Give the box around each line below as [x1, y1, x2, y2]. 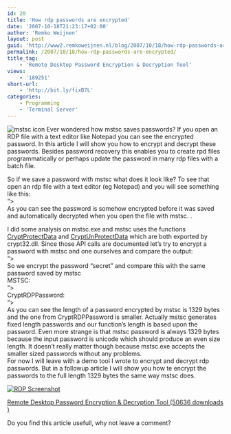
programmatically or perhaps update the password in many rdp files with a [7, 154, 219, 163]
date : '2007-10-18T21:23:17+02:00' [7, 23, 109, 30]
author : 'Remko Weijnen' [7, 29, 78, 37]
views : [7, 68, 26, 74]
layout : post [7, 36, 45, 43]
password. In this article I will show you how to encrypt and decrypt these [7, 139, 217, 148]
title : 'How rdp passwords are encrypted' [7, 17, 131, 23]
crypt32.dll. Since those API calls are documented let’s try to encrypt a [7, 239, 208, 248]
